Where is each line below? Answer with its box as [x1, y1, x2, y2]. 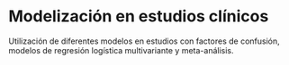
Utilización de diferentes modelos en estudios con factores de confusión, [8, 36, 280, 46]
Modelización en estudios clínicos [8, 6, 269, 27]
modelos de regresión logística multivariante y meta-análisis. [8, 45, 235, 55]
